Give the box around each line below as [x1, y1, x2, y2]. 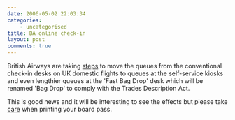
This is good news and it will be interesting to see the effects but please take [7, 98, 228, 105]
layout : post [7, 36, 45, 43]
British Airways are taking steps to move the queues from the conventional [7, 62, 222, 70]
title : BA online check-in [7, 29, 86, 37]
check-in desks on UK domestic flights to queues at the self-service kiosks [7, 69, 224, 77]
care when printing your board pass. [7, 105, 113, 113]
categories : [7, 17, 42, 24]
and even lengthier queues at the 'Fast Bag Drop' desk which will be [7, 77, 204, 84]
